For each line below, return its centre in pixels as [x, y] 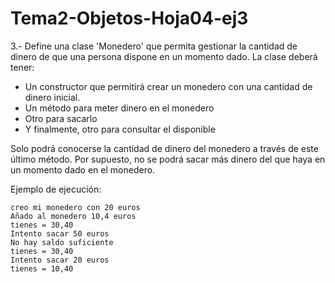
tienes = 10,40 [42, 268]
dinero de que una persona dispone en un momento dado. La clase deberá [164, 56]
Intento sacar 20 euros [60, 260]
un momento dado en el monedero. [83, 169]
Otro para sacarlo [61, 118]
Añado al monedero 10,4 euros [73, 216]
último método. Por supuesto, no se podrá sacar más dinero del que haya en [168, 159]
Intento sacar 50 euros [60, 233]
